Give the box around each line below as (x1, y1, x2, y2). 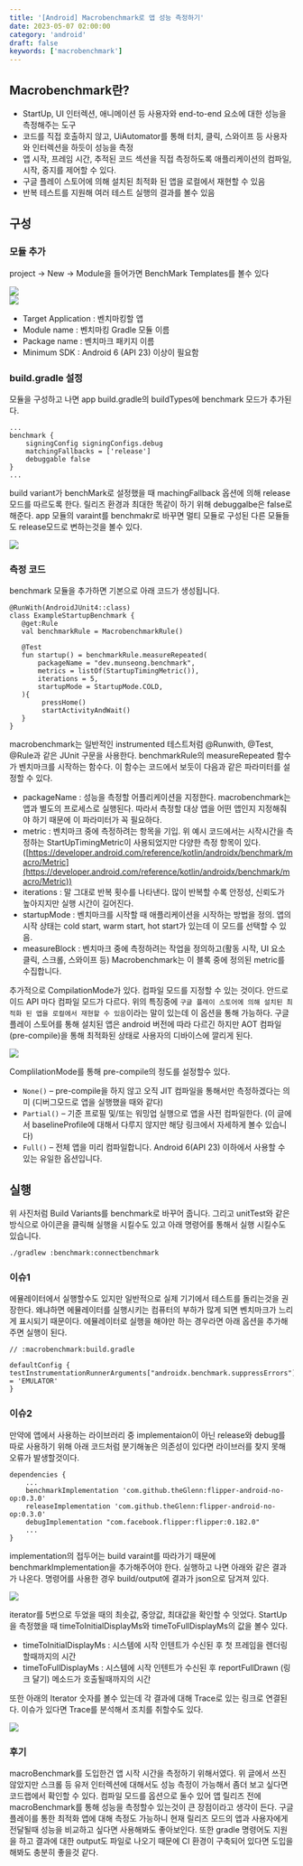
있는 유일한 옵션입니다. (22, 1153, 103, 1164)
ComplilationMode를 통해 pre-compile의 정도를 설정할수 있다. (9, 1067, 231, 1078)
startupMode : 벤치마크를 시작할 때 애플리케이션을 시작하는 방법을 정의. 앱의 (22, 910, 291, 920)
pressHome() (41, 698, 87, 707)
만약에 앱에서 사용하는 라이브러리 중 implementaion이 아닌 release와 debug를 (9, 1429, 286, 1441)
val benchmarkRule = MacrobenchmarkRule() (21, 627, 183, 637)
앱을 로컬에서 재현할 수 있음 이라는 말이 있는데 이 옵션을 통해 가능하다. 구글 (35, 1008, 290, 1019)
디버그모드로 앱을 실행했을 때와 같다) (34, 1096, 164, 1107)
